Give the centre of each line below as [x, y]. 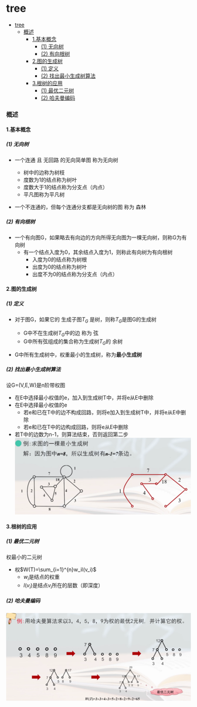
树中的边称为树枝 [44, 173]
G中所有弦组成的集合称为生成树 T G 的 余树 [73, 342]
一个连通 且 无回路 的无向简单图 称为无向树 [66, 160]
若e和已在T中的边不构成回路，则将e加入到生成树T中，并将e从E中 [102, 413]
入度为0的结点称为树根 [60, 260]
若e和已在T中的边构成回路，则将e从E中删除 [76, 427]
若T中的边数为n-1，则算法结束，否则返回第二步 [72, 434]
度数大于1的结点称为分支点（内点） [66, 187]
